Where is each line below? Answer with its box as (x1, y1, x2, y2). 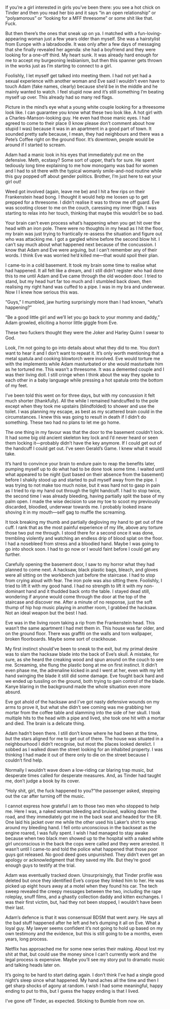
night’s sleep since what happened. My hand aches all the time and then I (5, 978, 159, 983)
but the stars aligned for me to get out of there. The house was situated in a (5, 736, 163, 741)
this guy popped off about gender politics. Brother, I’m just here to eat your (5, 173, 162, 179)
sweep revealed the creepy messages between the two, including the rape (5, 889, 161, 894)
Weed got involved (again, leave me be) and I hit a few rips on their (5, 188, 146, 195)
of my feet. (5, 383, 28, 388)
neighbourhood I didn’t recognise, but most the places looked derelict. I (5, 741, 155, 747)
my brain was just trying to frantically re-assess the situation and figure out (5, 231, 162, 237)
